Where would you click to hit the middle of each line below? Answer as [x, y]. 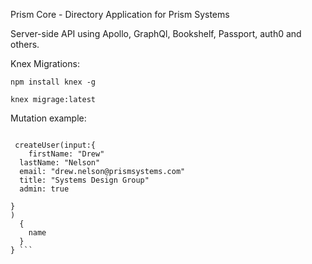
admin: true [44, 189]
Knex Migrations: [45, 63]
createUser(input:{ [55, 145]
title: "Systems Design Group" [84, 180]
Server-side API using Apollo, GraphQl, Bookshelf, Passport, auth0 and [156, 33]
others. [25, 44]
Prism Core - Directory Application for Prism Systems [120, 14]
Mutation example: [48, 118]
